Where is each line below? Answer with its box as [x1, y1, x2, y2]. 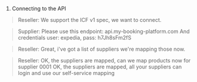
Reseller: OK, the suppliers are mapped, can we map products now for [17, 57, 191, 64]
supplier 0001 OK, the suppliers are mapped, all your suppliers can [17, 63, 182, 70]
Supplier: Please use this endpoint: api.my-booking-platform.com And [17, 28, 190, 35]
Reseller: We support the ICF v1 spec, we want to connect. [17, 17, 162, 23]
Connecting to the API [11, 5, 66, 12]
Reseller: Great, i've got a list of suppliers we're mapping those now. [17, 45, 186, 53]
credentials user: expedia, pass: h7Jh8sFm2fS [17, 34, 131, 41]
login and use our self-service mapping [17, 70, 115, 76]
